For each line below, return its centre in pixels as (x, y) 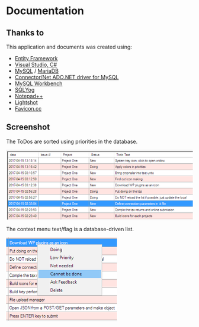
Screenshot (28, 127)
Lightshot (26, 102)
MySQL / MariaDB (37, 71)
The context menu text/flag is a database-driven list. (70, 229)
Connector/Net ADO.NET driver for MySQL (67, 77)
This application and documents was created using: (69, 47)
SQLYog (25, 90)
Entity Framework (36, 58)
